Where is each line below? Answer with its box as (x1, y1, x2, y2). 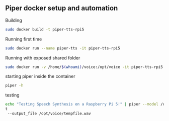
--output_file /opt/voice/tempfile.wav (7, 111, 92, 116)
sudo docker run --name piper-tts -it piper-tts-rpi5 (5, 45, 121, 50)
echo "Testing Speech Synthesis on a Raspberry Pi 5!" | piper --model (5, 102, 158, 107)
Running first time (5, 36, 42, 42)
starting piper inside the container (5, 73, 75, 79)
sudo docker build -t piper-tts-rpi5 (5, 27, 84, 32)
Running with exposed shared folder (5, 54, 80, 60)
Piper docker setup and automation (5, 4, 118, 12)
